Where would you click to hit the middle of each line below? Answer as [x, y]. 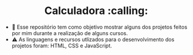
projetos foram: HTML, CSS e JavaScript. [62, 46]
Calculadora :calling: [96, 11]
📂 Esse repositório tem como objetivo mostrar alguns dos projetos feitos [99, 27]
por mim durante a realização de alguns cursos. [70, 33]
